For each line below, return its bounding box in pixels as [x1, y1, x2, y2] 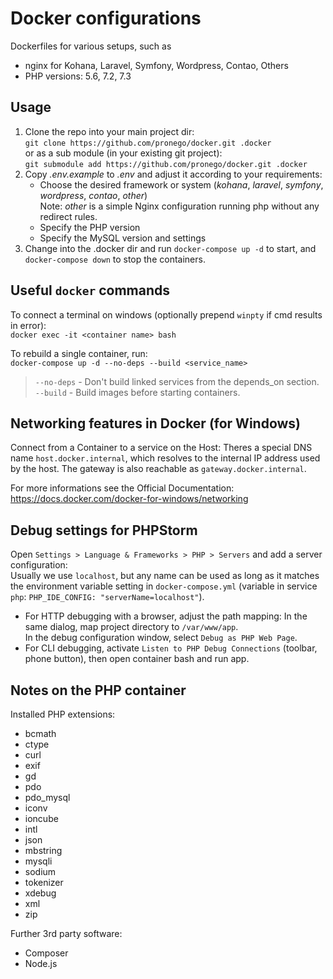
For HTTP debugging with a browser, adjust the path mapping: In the [24, 610, 308, 622]
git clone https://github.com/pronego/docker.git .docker [24, 138, 272, 148]
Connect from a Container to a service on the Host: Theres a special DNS [10, 442, 313, 454]
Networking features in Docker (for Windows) [10, 415, 302, 432]
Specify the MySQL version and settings [39, 232, 207, 244]
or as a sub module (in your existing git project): [24, 147, 223, 159]
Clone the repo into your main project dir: [24, 125, 195, 137]
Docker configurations [10, 7, 202, 30]
